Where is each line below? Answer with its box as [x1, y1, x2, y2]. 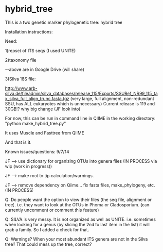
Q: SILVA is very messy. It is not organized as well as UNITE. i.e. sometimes [5, 216, 156, 222]
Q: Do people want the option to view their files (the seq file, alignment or [5, 197, 152, 202]
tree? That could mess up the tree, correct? [5, 241, 92, 247]
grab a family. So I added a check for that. [5, 227, 89, 233]
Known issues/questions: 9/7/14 [5, 149, 70, 154]
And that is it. [5, 139, 32, 145]
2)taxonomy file [5, 57, 36, 63]
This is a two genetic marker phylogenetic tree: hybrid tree [5, 19, 123, 25]
